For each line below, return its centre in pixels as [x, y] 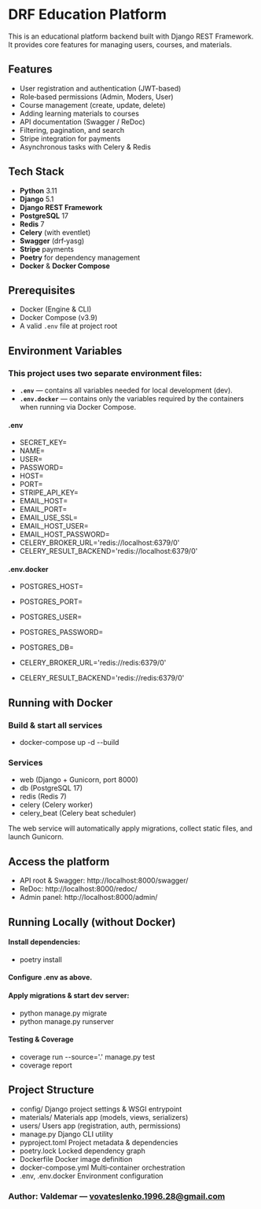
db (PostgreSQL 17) [51, 788]
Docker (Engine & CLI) [55, 309]
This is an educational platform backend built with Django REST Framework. [131, 36]
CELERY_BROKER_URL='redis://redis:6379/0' [93, 663]
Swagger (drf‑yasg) [52, 241]
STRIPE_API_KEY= [49, 492]
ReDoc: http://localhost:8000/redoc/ [78, 889]
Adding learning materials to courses [79, 113]
